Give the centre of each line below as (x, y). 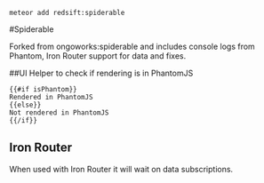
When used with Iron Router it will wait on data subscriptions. (121, 169)
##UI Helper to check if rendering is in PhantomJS (101, 73)
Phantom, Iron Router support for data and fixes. (98, 56)
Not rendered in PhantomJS (59, 113)
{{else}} (25, 105)
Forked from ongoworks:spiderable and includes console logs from (132, 46)
